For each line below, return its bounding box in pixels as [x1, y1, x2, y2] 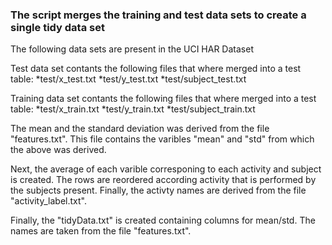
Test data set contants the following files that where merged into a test [10, 63, 302, 75]
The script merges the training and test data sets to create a [10, 8, 307, 22]
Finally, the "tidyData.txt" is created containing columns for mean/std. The [10, 214, 316, 227]
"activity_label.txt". [10, 195, 87, 207]
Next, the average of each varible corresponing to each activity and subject [10, 163, 322, 175]
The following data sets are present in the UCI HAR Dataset [10, 43, 254, 55]
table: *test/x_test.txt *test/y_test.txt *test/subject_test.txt [10, 73, 247, 85]
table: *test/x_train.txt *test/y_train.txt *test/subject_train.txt [10, 103, 256, 115]
